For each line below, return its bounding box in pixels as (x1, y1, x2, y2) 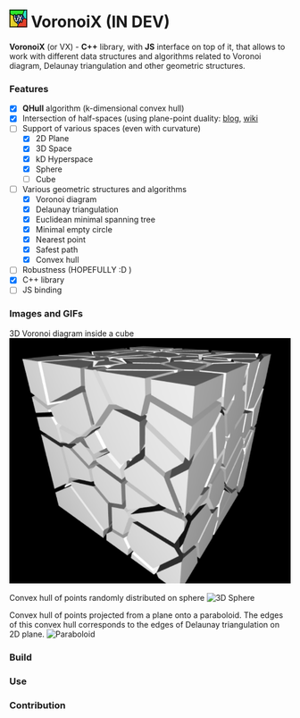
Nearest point (35, 234, 87, 245)
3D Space (35, 143, 72, 154)
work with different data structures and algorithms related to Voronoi (9, 50, 262, 62)
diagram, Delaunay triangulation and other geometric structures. (9, 60, 246, 71)
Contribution (9, 698, 66, 711)
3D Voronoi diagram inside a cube (9, 327, 135, 339)
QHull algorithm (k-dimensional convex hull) (21, 103, 185, 114)
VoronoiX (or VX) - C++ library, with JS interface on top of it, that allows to (9, 41, 286, 52)
